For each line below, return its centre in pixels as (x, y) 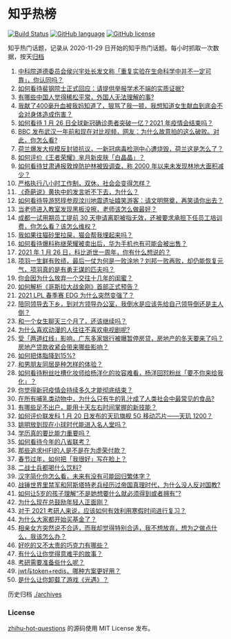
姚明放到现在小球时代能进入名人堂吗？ (72, 424)
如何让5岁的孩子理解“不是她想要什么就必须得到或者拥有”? (99, 493)
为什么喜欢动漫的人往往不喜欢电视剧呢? (74, 329)
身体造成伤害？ (51, 114)
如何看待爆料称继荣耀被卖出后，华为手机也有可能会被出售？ (102, 243)
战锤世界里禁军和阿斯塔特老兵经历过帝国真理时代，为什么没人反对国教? (119, 485)
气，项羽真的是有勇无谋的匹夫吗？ (66, 269)
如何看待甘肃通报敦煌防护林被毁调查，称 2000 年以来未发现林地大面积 (118, 165)
